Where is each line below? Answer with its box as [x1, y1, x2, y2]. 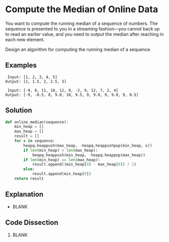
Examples [5, 61, 37, 70]
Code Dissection [5, 218, 59, 227]
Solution [5, 106, 32, 115]
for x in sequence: [14, 139, 55, 144]
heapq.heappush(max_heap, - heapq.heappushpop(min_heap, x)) [23, 143, 152, 148]
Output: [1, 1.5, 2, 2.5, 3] [5, 79, 67, 84]
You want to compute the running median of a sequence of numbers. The [5, 20, 158, 26]
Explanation [5, 190, 44, 199]
